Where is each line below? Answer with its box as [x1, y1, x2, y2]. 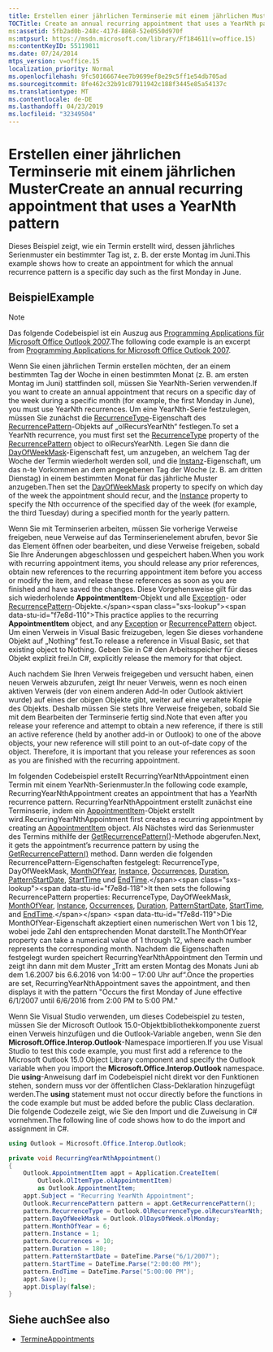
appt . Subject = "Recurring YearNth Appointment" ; [23, 1192, 195, 1200]
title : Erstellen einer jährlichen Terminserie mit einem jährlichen [8, 11, 249, 20]
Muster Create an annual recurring [8, 180, 244, 198]
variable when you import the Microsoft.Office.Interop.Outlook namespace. [8, 1063, 265, 1073]
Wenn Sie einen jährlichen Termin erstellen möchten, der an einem [8, 361, 231, 371]
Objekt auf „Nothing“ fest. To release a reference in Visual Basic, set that [8, 636, 249, 646]
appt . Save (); [23, 1275, 67, 1283]
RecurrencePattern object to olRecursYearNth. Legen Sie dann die [8, 438, 230, 448]
